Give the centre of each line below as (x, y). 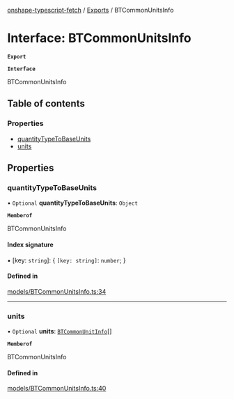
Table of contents (46, 104)
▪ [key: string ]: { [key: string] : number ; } (67, 260)
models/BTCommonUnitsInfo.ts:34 (57, 291)
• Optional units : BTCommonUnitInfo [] (60, 331)
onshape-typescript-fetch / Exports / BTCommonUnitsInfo (91, 10)
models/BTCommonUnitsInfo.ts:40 (57, 389)
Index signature (30, 244)
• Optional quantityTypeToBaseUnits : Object (72, 203)
